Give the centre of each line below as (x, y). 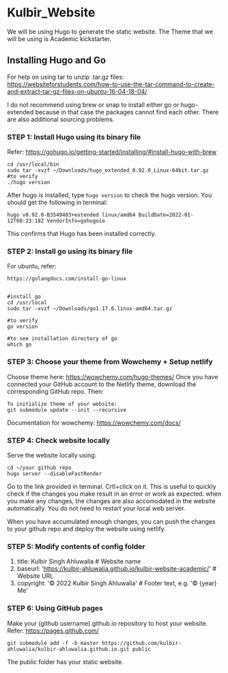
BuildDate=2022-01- (166, 215)
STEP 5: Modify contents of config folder (76, 546)
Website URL (35, 576)
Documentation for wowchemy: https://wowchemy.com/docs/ (94, 422)
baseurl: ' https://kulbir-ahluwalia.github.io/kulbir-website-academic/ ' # (117, 569)
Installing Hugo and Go (57, 61)
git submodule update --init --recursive (67, 410)
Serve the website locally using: (52, 455)
